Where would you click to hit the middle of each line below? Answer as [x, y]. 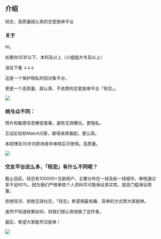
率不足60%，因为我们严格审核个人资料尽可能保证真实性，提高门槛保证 [76, 184]
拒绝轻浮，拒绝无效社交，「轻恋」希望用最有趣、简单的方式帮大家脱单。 [77, 201]
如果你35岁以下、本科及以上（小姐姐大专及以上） [55, 57]
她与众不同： [20, 111]
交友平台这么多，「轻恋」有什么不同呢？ [51, 167]
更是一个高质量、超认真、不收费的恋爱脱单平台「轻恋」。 [62, 88]
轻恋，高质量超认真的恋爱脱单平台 [39, 22]
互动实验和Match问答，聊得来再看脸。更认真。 [52, 133]
